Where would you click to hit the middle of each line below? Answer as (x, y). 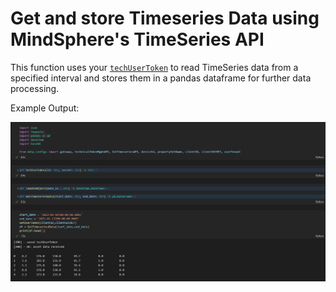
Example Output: (45, 108)
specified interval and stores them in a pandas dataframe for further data (161, 78)
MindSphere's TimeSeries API (137, 39)
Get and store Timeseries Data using (165, 18)
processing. (35, 88)
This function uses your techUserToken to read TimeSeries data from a (154, 67)
